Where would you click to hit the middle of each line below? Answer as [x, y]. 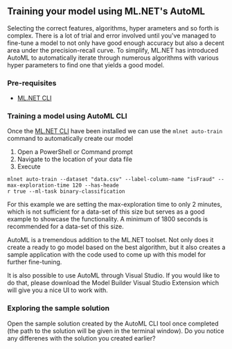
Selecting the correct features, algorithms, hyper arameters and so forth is [113, 28]
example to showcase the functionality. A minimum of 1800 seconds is [108, 219]
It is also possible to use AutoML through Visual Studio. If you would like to [114, 275]
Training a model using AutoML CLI [67, 116]
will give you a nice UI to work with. [58, 290]
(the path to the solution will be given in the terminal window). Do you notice [116, 331]
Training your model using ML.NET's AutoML [106, 11]
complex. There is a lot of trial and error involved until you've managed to [112, 35]
